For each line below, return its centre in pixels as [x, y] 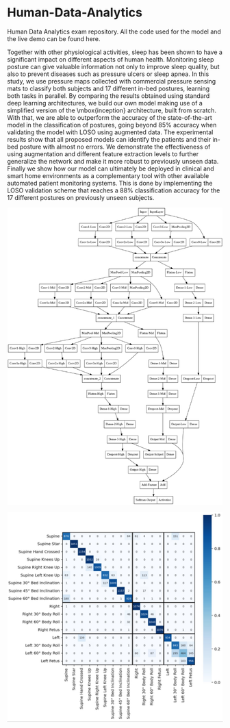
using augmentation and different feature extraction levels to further [103, 154]
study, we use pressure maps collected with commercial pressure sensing [112, 81]
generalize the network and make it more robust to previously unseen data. [113, 161]
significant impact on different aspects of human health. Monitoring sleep [111, 59]
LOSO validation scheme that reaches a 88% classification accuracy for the [114, 190]
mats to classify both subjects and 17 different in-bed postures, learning [108, 88]
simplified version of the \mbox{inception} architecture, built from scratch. [112, 110]
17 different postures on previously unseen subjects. [81, 197]
